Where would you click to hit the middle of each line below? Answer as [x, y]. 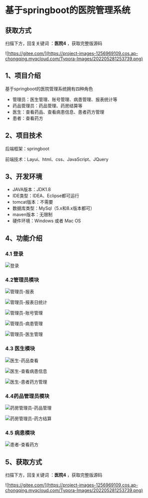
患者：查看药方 [28, 118]
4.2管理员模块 [22, 280]
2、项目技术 [24, 136]
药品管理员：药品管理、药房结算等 [47, 105]
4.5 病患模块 [20, 433]
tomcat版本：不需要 [33, 202]
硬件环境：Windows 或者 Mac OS [47, 221]
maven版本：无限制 [32, 215]
